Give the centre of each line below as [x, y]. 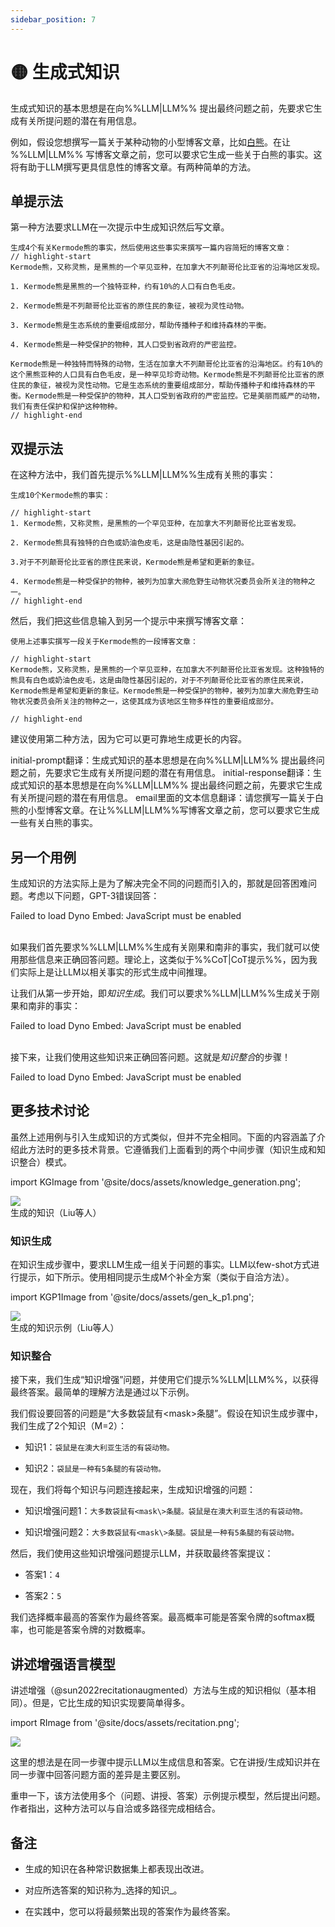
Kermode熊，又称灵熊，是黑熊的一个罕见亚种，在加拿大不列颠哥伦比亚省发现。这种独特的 [167, 670]
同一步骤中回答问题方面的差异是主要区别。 [98, 1775]
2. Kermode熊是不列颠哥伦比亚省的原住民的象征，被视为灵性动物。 [129, 306]
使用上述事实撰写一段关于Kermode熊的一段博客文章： [104, 642]
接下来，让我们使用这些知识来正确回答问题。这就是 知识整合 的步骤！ [150, 1057]
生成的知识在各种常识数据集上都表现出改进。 [117, 1869]
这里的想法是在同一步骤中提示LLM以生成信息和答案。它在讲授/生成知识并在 [165, 1762]
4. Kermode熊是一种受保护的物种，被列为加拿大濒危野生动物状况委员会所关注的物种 [159, 582]
